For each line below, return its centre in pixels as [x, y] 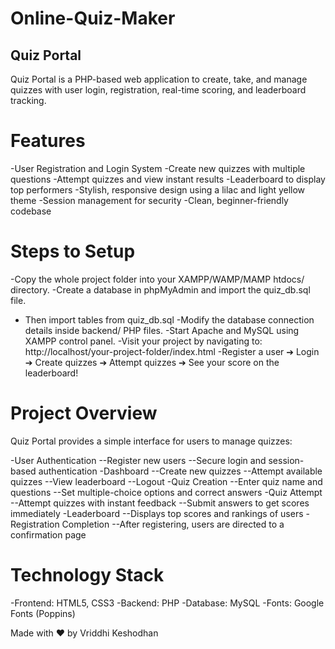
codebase [31, 211]
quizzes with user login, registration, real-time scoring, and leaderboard [158, 90]
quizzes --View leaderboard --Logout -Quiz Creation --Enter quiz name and [166, 481]
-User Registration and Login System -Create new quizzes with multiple [158, 168]
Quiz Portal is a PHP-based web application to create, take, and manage [159, 79]
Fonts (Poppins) [43, 613]
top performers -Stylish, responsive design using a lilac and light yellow [158, 189]
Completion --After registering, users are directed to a [173, 524]
